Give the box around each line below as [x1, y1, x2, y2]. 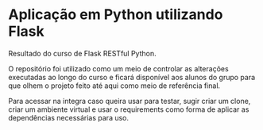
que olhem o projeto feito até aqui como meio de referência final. [8, 81, 221, 90]
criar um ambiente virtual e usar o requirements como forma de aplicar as [8, 105, 249, 114]
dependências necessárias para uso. [8, 113, 130, 122]
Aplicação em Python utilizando [8, 6, 223, 24]
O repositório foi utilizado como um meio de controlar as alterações [8, 63, 229, 73]
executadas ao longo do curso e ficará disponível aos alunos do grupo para [8, 72, 256, 82]
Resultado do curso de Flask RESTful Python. [8, 48, 157, 58]
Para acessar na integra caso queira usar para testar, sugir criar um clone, [8, 96, 251, 105]
